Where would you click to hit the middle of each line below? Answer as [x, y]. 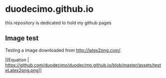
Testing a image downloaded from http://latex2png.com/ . [63, 50]
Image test [22, 38]
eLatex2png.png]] [24, 70]
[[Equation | [17, 60]
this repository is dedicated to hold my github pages [58, 23]
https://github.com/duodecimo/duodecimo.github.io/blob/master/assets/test [83, 65]
